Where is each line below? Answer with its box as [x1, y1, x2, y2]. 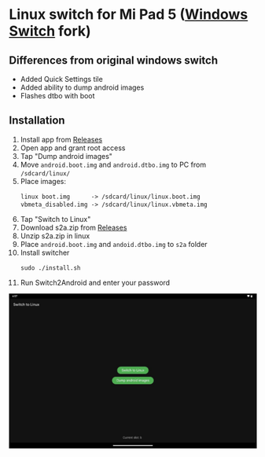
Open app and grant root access [20, 143, 126, 153]
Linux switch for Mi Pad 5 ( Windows [9, 6, 248, 24]
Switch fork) [9, 22, 91, 40]
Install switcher [20, 248, 70, 257]
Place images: [20, 176, 66, 186]
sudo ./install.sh [20, 264, 81, 272]
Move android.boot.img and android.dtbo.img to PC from [20, 160, 207, 169]
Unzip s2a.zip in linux [20, 230, 90, 241]
